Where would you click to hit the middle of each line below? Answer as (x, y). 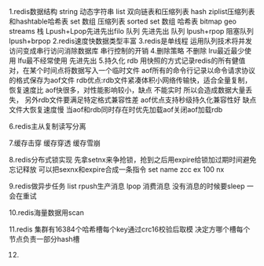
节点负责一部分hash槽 (44, 239)
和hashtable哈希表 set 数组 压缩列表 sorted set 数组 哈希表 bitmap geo (123, 21)
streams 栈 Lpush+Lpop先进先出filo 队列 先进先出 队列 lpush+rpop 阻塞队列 (132, 31)
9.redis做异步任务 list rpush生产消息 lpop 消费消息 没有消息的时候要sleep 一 (131, 186)
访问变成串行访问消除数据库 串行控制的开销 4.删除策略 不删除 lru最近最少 (127, 51)
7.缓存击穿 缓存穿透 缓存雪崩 (55, 143)
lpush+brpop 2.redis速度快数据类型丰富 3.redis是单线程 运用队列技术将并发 (130, 41)
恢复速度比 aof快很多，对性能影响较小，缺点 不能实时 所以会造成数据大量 (127, 90)
